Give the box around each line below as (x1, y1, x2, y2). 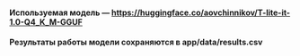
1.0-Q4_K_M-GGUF (9, 16, 84, 27)
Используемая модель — (9, 7, 110, 18)
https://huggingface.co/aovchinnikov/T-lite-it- (110, 7, 290, 18)
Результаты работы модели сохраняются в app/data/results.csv (9, 36, 263, 48)
